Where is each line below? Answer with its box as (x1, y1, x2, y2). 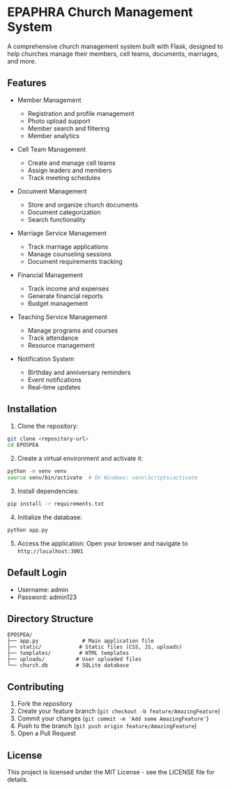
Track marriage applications (27, 242, 109, 251)
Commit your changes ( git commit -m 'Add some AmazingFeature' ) (17, 714, 209, 723)
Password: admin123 (17, 593, 77, 601)
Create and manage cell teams (27, 158, 116, 167)
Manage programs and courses (27, 326, 118, 334)
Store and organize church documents (27, 200, 138, 209)
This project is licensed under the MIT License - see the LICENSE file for (7, 768, 215, 776)
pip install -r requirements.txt (7, 501, 105, 508)
